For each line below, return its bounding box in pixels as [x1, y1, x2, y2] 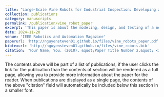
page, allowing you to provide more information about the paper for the [5, 72, 148, 78]
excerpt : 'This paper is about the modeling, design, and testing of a [5, 25, 154, 30]
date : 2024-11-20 [5, 30, 41, 35]
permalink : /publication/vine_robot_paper [5, 20, 93, 26]
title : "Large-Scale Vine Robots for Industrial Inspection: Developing [5, 7, 156, 12]
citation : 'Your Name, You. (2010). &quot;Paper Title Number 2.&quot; [5, 48, 154, 53]
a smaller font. [5, 87, 34, 93]
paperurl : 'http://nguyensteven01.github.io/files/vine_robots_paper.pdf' [5, 39, 161, 44]
